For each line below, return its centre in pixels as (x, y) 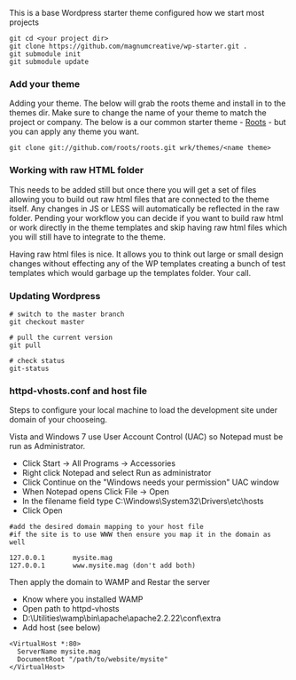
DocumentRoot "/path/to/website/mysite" (93, 660)
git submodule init (45, 54)
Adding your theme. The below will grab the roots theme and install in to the (148, 103)
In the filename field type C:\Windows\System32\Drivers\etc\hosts (143, 502)
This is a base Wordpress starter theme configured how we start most (137, 13)
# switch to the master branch (67, 314)
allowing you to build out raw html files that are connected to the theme (139, 199)
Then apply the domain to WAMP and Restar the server (110, 582)
